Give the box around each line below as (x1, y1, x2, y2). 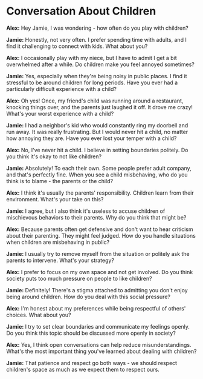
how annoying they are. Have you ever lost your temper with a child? (6, 135, 177, 142)
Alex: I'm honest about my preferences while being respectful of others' (6, 304, 186, 312)
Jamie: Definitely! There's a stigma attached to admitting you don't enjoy (6, 286, 188, 293)
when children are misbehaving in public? (6, 238, 110, 246)
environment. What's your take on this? (6, 195, 104, 203)
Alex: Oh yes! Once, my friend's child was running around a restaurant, (6, 97, 184, 104)
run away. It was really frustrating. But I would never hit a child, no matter (6, 128, 188, 135)
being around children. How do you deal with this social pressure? (6, 293, 171, 300)
